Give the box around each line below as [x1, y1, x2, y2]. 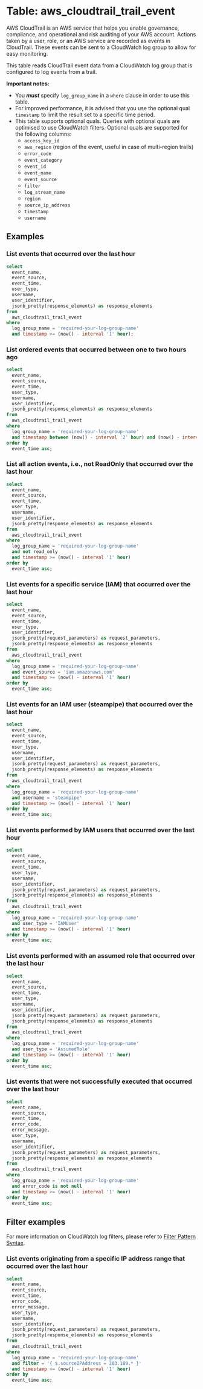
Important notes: [6, 80, 50, 87]
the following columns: [14, 130, 72, 138]
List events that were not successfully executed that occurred [6, 1077, 192, 1086]
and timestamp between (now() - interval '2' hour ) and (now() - [11, 434, 180, 440]
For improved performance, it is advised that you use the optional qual [14, 104, 190, 111]
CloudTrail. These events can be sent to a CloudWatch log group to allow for [6, 44, 196, 51]
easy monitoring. [6, 50, 48, 57]
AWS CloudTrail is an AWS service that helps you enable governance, [6, 24, 179, 31]
